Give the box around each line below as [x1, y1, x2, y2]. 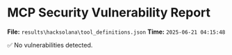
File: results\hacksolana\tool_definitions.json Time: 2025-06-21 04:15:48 [7, 27, 226, 36]
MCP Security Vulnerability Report [7, 5, 210, 21]
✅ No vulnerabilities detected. [7, 41, 93, 49]
